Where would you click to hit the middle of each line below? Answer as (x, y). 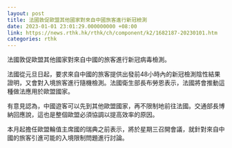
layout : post (26, 13)
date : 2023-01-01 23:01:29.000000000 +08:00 (72, 26)
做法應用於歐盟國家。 (43, 92)
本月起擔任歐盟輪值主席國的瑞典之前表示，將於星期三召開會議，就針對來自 (113, 129)
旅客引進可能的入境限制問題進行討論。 (74, 138)
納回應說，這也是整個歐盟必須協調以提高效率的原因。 (83, 115)
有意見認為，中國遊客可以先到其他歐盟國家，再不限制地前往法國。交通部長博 (116, 106)
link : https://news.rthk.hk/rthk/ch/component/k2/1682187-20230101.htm (112, 33)
